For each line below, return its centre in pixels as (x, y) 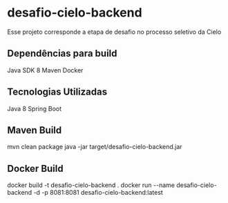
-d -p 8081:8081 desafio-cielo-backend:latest (98, 193)
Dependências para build (62, 54)
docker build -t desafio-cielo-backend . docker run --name (91, 185)
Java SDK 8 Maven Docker (45, 70)
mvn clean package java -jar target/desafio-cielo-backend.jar (95, 147)
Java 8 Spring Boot (35, 108)
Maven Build (35, 130)
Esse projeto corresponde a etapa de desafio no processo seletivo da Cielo (114, 32)
